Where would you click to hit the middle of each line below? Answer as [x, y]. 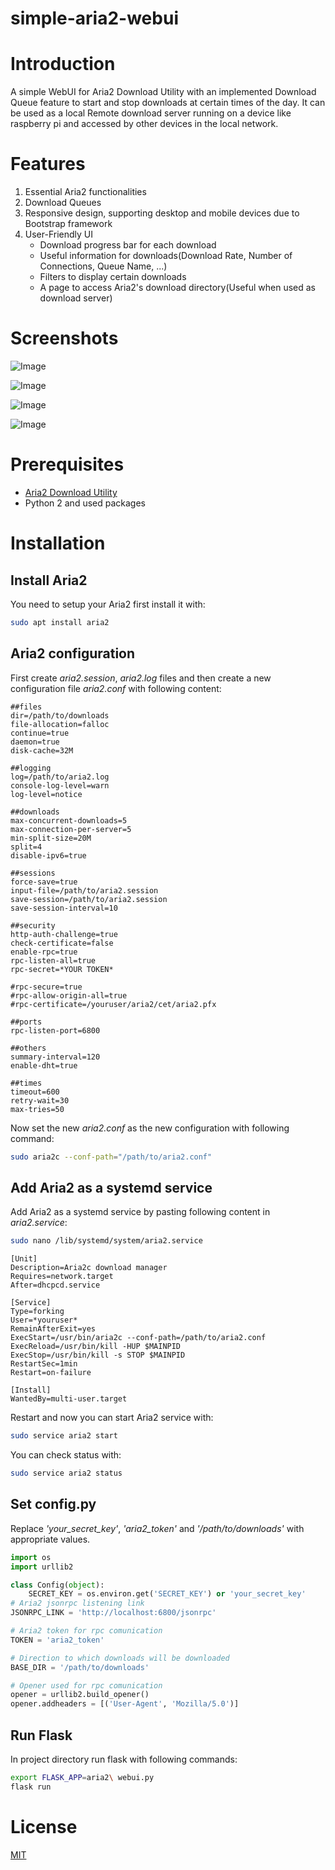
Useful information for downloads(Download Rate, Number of [166, 256]
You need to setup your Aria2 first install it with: [108, 604]
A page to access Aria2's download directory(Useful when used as [177, 288]
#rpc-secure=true [46, 987]
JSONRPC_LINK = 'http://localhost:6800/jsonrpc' [113, 1613]
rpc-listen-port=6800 [55, 1030]
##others [28, 1048]
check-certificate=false [62, 943]
